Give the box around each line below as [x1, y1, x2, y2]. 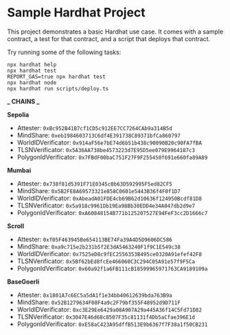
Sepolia [7, 110, 30, 119]
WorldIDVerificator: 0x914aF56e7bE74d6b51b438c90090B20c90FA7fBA [16, 138, 203, 147]
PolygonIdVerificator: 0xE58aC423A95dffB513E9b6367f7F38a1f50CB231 [16, 320, 208, 328]
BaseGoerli [7, 277, 40, 286]
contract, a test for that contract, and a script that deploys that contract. [7, 34, 211, 42]
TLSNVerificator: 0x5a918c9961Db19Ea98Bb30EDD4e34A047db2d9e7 [16, 201, 196, 210]
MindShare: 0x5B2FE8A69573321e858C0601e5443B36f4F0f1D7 [16, 186, 181, 195]
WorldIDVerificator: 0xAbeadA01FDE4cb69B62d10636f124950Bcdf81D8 [16, 194, 203, 202]
